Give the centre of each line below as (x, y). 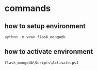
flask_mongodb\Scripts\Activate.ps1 (41, 63)
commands (28, 8)
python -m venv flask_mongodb (35, 37)
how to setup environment (45, 26)
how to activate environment (49, 52)
